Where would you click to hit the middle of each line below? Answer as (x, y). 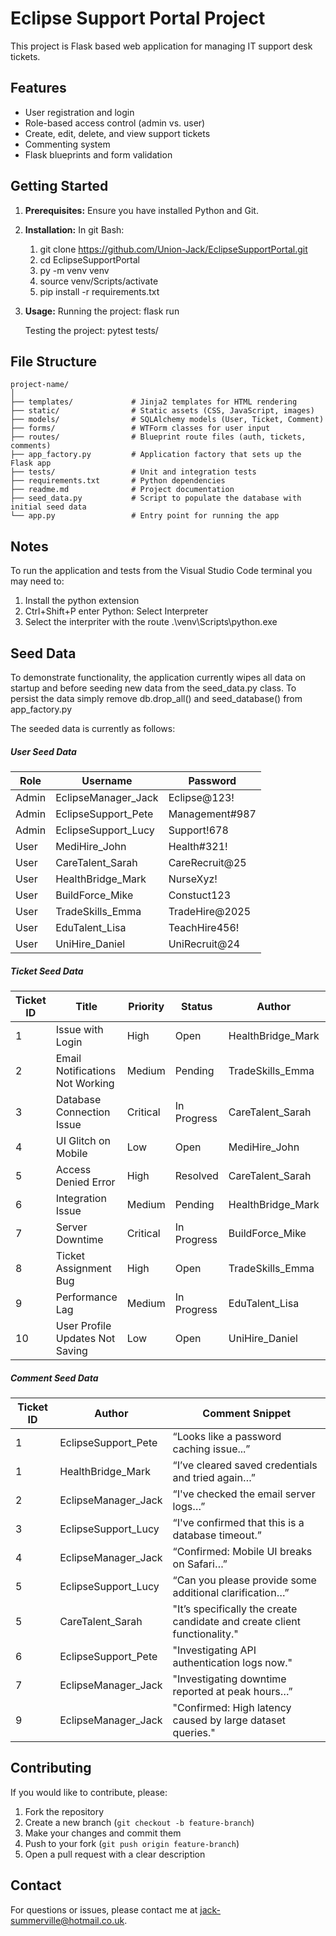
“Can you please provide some (244, 1580)
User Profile (83, 1325)
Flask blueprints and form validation (98, 154)
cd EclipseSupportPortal (89, 259)
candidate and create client (236, 1621)
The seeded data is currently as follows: (93, 728)
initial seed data (48, 507)
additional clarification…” (231, 1592)
